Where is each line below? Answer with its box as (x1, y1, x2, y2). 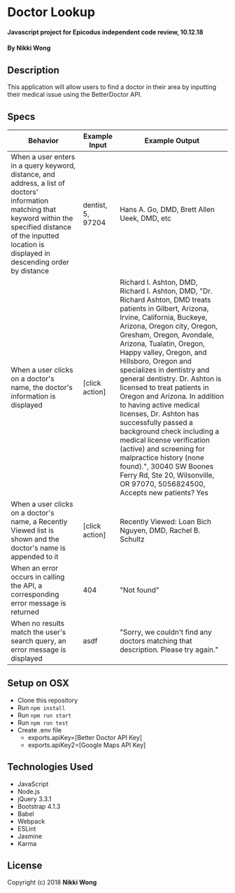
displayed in (10, 248, 50, 258)
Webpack (17, 817, 45, 825)
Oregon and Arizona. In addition (120, 391, 225, 401)
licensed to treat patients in (120, 383, 209, 392)
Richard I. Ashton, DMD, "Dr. (120, 286, 213, 295)
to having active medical (120, 401, 200, 410)
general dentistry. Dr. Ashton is (120, 374, 222, 383)
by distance (10, 266, 50, 276)
